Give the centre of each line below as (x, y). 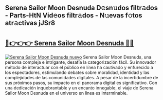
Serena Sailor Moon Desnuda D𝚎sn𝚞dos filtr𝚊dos (81, 8)
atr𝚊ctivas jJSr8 (30, 23)
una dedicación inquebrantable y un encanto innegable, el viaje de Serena (79, 88)
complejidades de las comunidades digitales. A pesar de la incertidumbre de (82, 78)
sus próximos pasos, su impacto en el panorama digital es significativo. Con (81, 83)
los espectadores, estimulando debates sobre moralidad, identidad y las (77, 72)
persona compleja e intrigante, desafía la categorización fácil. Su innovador (81, 62)
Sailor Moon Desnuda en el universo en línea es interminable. (66, 93)
